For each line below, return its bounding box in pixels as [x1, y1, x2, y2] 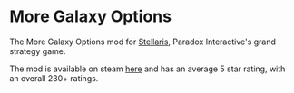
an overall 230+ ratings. [9, 72, 99, 83]
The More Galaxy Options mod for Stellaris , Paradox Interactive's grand [9, 36, 277, 47]
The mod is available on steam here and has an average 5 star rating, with [9, 63, 286, 74]
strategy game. [9, 45, 66, 56]
